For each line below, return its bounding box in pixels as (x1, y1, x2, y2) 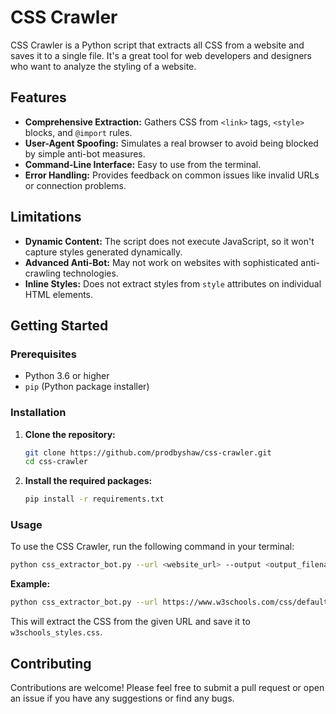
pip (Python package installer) (24, 381, 150, 393)
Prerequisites (10, 347, 77, 361)
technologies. (62, 267, 119, 279)
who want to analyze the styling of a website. (10, 60, 197, 72)
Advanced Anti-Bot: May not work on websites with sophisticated (24, 256, 299, 268)
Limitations (10, 209, 82, 226)
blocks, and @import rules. (24, 126, 133, 138)
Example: (10, 578, 51, 590)
